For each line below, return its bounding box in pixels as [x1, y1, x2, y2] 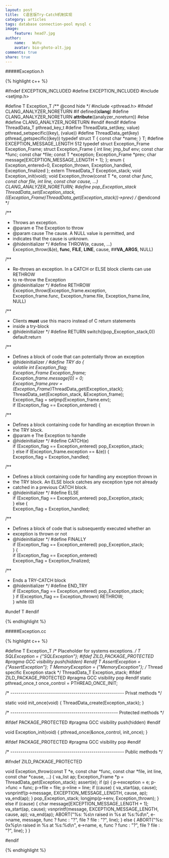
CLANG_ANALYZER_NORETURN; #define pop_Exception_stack [5, 184, 137, 190]
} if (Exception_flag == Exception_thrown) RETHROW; [12, 593, 124, 600]
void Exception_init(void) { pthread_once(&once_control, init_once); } [5, 729, 148, 736]
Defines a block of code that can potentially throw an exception [12, 354, 145, 360]
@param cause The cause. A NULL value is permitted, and [12, 230, 135, 236]
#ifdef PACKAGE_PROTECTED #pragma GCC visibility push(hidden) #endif [5, 719, 160, 725]
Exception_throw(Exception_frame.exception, [12, 288, 107, 294]
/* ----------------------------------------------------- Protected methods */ [5, 710, 164, 716]
